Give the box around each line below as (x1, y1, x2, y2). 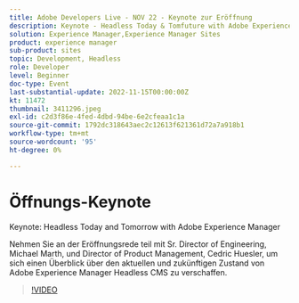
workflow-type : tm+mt (9, 129, 90, 138)
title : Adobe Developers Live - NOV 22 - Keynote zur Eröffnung (9, 12, 253, 22)
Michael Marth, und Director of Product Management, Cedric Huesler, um (9, 248, 279, 258)
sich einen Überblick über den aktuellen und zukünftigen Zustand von (9, 258, 265, 268)
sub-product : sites (9, 46, 82, 55)
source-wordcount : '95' (9, 137, 98, 146)
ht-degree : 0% (9, 145, 62, 154)
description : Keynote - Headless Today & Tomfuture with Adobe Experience (9, 21, 293, 30)
